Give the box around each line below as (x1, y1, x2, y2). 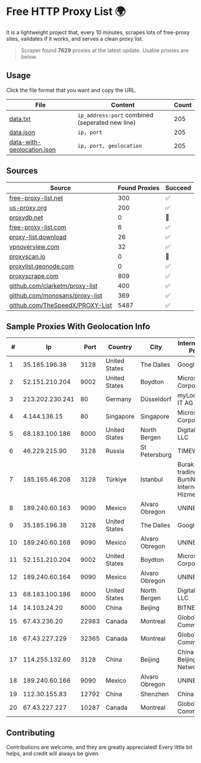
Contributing (6, 728, 55, 738)
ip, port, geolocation (77, 142, 142, 149)
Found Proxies (117, 184, 160, 192)
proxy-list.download (9, 232, 67, 241)
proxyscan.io (9, 252, 46, 261)
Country (108, 343, 133, 351)
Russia (105, 447, 124, 455)
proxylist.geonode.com (9, 262, 74, 270)
